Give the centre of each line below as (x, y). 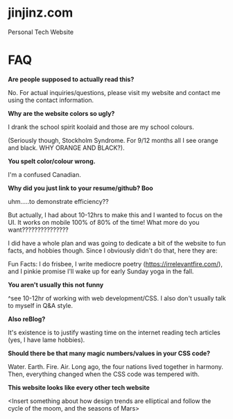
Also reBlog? (27, 319)
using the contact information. (51, 100)
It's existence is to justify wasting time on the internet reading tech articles (114, 332)
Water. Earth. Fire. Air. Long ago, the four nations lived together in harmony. (116, 366)
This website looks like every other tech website (79, 387)
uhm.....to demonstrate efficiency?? (59, 201)
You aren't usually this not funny (56, 284)
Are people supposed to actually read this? (71, 79)
